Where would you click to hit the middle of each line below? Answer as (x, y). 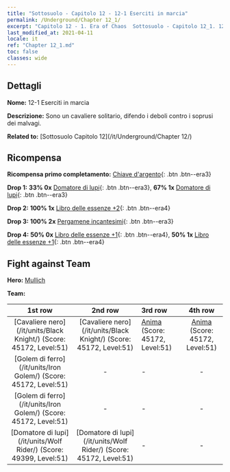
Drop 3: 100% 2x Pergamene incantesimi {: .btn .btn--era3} (91, 222)
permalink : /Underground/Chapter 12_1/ (64, 20)
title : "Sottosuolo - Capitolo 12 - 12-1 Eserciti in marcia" (98, 13)
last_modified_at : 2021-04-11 (50, 33)
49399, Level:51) (40, 458)
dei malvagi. (24, 123)
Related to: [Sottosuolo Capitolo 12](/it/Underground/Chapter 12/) (100, 136)
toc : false (23, 52)
